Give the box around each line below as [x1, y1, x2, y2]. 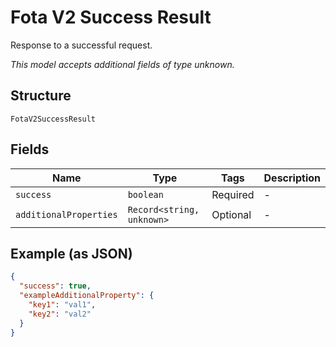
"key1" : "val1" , [28, 300, 97, 310]
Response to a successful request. [10, 39, 153, 51]
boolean [127, 189, 164, 200]
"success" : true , [19, 281, 92, 291]
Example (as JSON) [10, 245, 133, 262]
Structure [10, 87, 72, 105]
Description [263, 171, 321, 185]
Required [211, 187, 255, 201]
